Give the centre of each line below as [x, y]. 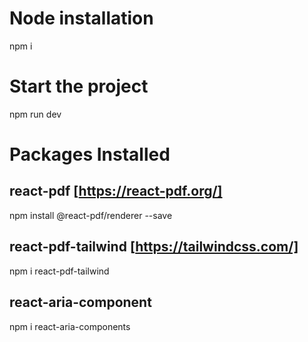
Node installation [81, 18]
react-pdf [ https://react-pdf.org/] [116, 191]
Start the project [79, 86]
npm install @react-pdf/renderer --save [91, 215]
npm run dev [35, 114]
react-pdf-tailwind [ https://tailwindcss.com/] [154, 247]
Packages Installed [90, 154]
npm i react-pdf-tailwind [59, 271]
